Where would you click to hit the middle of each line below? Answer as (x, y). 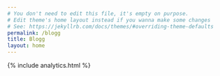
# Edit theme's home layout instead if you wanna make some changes (109, 20)
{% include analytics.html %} (49, 65)
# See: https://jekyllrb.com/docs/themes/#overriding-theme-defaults (111, 26)
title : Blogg (26, 39)
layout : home (26, 46)
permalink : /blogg (34, 33)
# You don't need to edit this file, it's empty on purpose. (98, 13)
